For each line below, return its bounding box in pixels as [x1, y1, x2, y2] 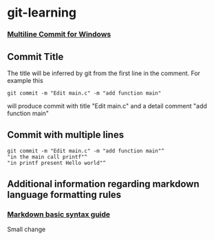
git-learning [7, 5, 77, 21]
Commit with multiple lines [7, 129, 125, 141]
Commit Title [7, 50, 64, 63]
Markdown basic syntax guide [7, 210, 111, 219]
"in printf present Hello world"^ [7, 159, 107, 166]
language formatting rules [7, 189, 122, 201]
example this [7, 76, 43, 84]
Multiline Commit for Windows [7, 30, 111, 39]
